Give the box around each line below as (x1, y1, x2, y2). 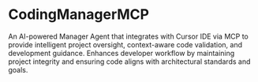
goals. (8, 65, 28, 74)
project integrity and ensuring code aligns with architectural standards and (8, 57, 251, 66)
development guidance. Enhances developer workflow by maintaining (8, 48, 235, 58)
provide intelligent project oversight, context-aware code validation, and (8, 39, 243, 49)
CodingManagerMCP (8, 6, 150, 24)
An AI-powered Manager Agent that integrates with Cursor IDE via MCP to (8, 32, 249, 41)
